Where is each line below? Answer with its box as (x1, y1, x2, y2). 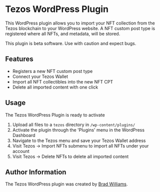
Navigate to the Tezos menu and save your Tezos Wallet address (12, 137, 146, 143)
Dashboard (12, 132, 36, 138)
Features (5, 55, 33, 63)
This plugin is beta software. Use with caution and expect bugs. (5, 40, 136, 46)
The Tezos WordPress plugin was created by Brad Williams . (5, 181, 128, 187)
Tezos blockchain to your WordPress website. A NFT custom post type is (5, 25, 155, 31)
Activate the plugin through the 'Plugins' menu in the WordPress (12, 126, 145, 133)
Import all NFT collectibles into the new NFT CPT (12, 78, 113, 84)
